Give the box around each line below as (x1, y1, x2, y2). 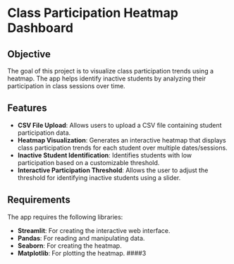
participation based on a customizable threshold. (17, 158, 160, 167)
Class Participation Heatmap (7, 5, 178, 21)
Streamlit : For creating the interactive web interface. (17, 226, 171, 234)
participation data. (17, 128, 71, 137)
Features (7, 102, 47, 114)
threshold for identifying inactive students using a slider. (17, 173, 181, 181)
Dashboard (7, 20, 74, 36)
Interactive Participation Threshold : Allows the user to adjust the (17, 166, 209, 174)
